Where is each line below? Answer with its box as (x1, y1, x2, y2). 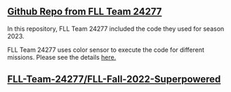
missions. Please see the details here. (7, 53, 117, 61)
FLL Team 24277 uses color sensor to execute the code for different (7, 45, 205, 54)
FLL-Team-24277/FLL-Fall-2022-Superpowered (7, 73, 221, 85)
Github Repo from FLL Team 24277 (7, 6, 162, 18)
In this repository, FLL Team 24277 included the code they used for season (7, 24, 225, 33)
